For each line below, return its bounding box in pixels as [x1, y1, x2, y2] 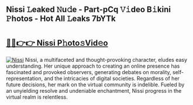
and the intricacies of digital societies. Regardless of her [43, 75, 180, 82]
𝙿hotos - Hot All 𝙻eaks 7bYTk [6, 14, 116, 24]
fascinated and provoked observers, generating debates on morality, [6, 69, 171, 75]
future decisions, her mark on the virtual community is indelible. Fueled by [6, 81, 185, 88]
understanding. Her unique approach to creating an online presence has [6, 62, 180, 69]
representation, [6, 75, 43, 82]
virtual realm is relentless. [6, 93, 68, 100]
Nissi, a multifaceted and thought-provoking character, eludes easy [25, 57, 188, 63]
